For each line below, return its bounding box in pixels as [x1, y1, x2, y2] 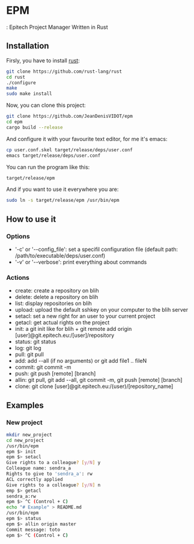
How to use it [6, 214, 56, 224]
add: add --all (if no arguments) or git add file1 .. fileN [14, 357, 147, 364]
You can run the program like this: [6, 163, 90, 171]
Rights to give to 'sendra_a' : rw [6, 471, 93, 477]
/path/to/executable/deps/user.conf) [14, 252, 106, 259]
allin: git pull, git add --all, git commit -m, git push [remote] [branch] [14, 376, 183, 384]
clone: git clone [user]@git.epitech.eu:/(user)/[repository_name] [14, 382, 174, 390]
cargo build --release [6, 124, 63, 130]
